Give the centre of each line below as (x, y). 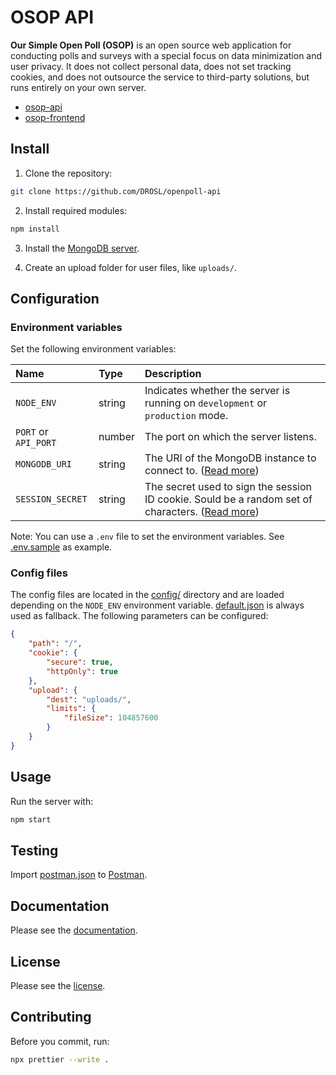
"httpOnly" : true (82, 671)
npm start (31, 819)
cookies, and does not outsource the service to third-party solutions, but (160, 77)
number (116, 437)
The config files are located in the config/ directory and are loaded (147, 595)
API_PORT (36, 443)
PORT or (32, 432)
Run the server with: (52, 801)
